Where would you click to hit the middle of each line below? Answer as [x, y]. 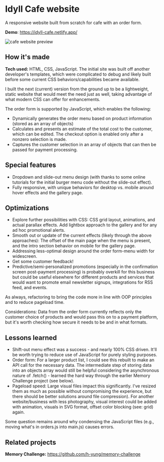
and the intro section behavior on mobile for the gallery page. [74, 246]
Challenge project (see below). [43, 381]
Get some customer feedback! [43, 262]
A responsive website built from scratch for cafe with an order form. [73, 23]
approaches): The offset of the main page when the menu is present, [82, 241]
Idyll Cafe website [42, 9]
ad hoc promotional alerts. [39, 230]
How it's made [27, 57]
